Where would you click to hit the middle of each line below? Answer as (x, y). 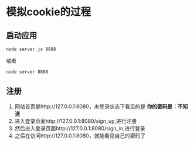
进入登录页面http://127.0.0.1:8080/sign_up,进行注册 (76, 121)
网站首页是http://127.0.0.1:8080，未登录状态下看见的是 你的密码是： (96, 106)
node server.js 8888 (31, 49)
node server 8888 (27, 72)
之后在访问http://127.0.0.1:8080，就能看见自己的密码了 (80, 136)
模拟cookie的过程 (49, 12)
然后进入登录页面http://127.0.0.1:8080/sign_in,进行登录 (80, 128)
